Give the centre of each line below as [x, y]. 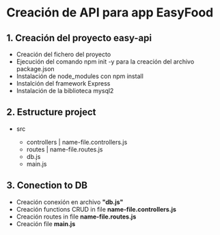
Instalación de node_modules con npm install [80, 76]
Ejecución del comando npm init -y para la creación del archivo [105, 62]
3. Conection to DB [47, 185]
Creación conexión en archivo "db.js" [70, 202]
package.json [36, 69]
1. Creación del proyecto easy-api [79, 38]
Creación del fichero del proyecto [64, 54]
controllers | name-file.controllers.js [77, 142]
